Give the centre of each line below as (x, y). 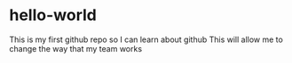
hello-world (53, 15)
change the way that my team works (76, 48)
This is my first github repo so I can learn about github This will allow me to (146, 39)
